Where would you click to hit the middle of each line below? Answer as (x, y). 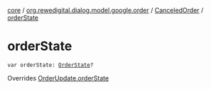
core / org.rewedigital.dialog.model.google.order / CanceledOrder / (105, 10)
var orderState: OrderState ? (50, 65)
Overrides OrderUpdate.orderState (58, 78)
